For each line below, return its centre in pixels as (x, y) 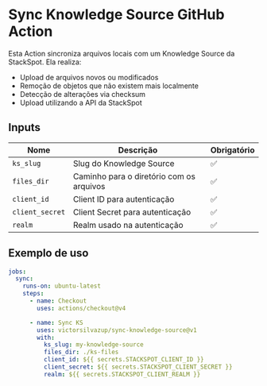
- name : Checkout (58, 301)
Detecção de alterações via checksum (82, 94)
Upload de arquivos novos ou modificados (89, 77)
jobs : (17, 272)
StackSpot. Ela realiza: (45, 62)
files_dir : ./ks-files (81, 352)
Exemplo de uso (48, 253)
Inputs (25, 127)
